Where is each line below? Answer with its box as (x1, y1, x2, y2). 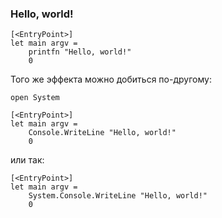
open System (10, 93, 60, 103)
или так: (10, 154, 45, 166)
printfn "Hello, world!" (28, 47, 132, 57)
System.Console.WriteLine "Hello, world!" (28, 191, 208, 201)
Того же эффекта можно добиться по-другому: (10, 73, 212, 86)
